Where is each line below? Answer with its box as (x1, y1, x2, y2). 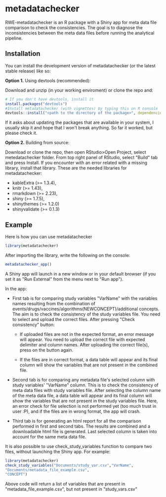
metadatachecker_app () (5, 262, 52, 267)
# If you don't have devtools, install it (5, 97, 94, 102)
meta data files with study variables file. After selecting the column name (12, 387, 161, 393)
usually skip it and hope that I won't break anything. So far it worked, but (5, 125, 153, 131)
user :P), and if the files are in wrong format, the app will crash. (12, 408, 141, 414)
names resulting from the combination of (12, 300, 95, 306)
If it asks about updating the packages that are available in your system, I (5, 119, 154, 125)
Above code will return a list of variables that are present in (5, 481, 125, 487)
